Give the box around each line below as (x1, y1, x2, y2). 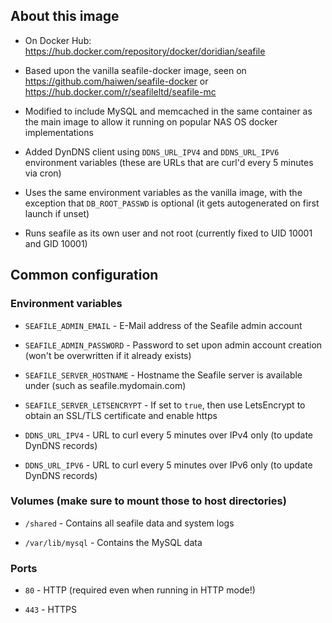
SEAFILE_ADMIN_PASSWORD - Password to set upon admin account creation (24, 339, 323, 351)
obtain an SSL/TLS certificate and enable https (24, 409, 218, 421)
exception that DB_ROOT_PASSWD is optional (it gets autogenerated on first (24, 197, 320, 209)
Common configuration (10, 267, 159, 284)
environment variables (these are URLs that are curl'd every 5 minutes (24, 156, 314, 168)
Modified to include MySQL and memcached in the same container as (24, 105, 313, 117)
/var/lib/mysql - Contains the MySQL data (24, 536, 203, 548)
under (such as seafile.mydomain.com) (24, 379, 187, 391)
